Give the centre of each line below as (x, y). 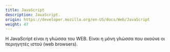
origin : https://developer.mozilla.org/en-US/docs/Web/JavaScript (78, 19)
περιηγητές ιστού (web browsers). (41, 44)
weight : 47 (17, 24)
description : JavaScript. (33, 15)
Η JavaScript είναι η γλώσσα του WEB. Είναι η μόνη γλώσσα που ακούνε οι (85, 39)
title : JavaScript (25, 10)
